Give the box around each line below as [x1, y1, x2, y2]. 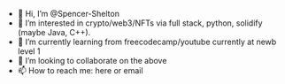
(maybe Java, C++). [17, 27, 91, 37]
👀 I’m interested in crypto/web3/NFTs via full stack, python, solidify [17, 18, 263, 28]
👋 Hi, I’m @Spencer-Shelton [17, 9, 119, 19]
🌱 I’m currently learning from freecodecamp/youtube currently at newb [17, 36, 277, 47]
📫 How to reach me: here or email [17, 65, 143, 75]
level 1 [17, 46, 41, 57]
